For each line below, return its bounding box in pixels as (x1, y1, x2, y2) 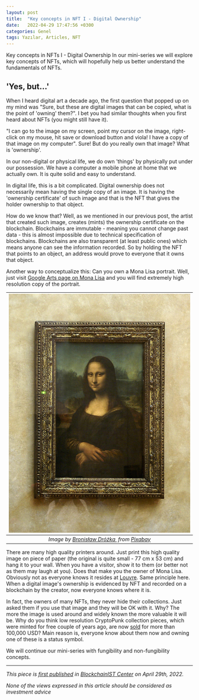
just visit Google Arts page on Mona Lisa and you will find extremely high (6, 274, 184, 281)
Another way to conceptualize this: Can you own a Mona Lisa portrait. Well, (6, 267, 190, 275)
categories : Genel (6, 28, 52, 34)
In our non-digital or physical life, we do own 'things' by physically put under (6, 158, 193, 165)
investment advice (6, 688, 52, 696)
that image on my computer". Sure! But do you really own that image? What (6, 140, 190, 147)
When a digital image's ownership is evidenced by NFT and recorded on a (6, 580, 187, 587)
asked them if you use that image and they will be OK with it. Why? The (6, 605, 179, 612)
